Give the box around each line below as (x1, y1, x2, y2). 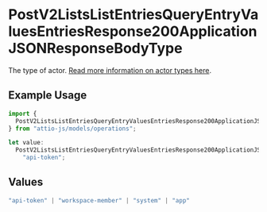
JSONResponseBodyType (8, 40, 183, 57)
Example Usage (8, 89, 87, 102)
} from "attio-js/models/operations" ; (8, 125, 137, 133)
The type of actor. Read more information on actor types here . (8, 65, 212, 75)
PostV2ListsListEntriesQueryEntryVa (8, 6, 259, 24)
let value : (8, 139, 44, 147)
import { (8, 110, 37, 118)
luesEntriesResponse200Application (8, 22, 257, 40)
